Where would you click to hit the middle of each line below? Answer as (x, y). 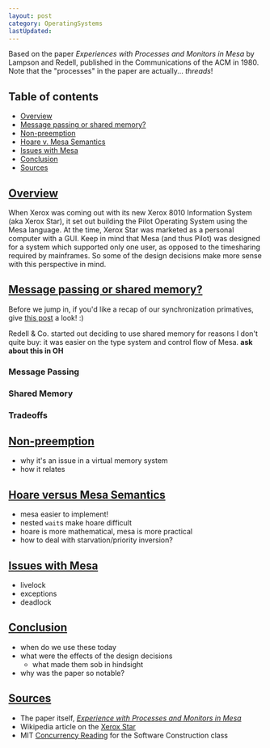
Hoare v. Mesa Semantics (63, 142)
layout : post (30, 16)
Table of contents (53, 97)
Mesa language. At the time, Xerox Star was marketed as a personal (121, 230)
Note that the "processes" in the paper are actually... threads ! (111, 71)
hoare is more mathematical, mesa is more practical (106, 532)
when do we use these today (68, 647)
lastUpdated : (30, 31)
